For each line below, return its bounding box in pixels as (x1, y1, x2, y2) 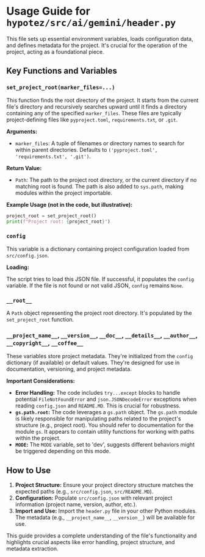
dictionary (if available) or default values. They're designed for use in (6, 359, 180, 367)
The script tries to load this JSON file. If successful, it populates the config (6, 275, 194, 282)
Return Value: (6, 164, 42, 171)
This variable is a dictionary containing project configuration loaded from (6, 245, 190, 253)
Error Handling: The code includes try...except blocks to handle (15, 389, 181, 397)
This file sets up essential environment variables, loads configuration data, (6, 35, 193, 42)
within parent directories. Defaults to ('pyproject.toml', (15, 146, 158, 153)
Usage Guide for (6, 4, 90, 18)
